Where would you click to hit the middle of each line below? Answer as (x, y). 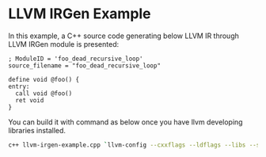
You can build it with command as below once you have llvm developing (125, 122)
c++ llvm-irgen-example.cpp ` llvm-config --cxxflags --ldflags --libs (127, 145)
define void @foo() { (44, 79)
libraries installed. (37, 130)
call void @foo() (44, 93)
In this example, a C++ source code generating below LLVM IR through (124, 36)
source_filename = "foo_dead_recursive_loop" (84, 65)
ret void (30, 100)
